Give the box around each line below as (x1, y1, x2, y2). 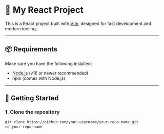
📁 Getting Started (5, 94, 59, 102)
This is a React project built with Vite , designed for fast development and (5, 21, 151, 26)
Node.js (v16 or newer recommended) (12, 70, 89, 76)
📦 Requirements (5, 45, 58, 53)
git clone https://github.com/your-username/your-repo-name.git (5, 120, 139, 125)
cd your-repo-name (5, 124, 42, 129)
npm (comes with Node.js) (12, 75, 66, 81)
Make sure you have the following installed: (5, 61, 92, 67)
